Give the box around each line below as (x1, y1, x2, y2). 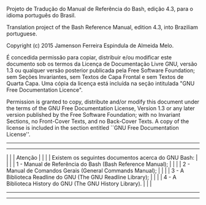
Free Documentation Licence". (6, 86, 83, 94)
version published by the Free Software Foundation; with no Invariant (6, 111, 181, 118)
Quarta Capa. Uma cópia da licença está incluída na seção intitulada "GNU (6, 80, 195, 87)
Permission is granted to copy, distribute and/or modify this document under (6, 98, 200, 105)
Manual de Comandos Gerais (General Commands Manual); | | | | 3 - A (6, 167, 185, 174)
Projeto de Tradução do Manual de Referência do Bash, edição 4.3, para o (6, 6, 193, 12)
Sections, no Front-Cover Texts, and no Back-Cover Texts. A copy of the (6, 117, 189, 125)
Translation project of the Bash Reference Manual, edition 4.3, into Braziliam (6, 24, 198, 31)
